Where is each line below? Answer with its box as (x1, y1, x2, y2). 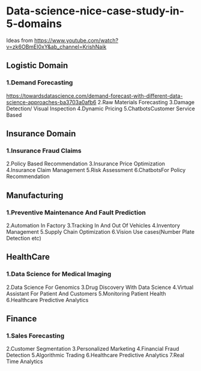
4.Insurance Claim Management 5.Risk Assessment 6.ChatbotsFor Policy (6, 167, 186, 174)
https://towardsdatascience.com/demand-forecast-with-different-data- (6, 92, 183, 99)
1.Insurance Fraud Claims (6, 146, 82, 155)
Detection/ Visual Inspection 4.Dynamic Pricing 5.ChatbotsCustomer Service (6, 105, 195, 112)
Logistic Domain (6, 61, 68, 71)
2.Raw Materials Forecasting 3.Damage (97, 98, 195, 105)
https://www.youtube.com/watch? (34, 37, 119, 44)
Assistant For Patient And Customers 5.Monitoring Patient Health (6, 289, 166, 297)
